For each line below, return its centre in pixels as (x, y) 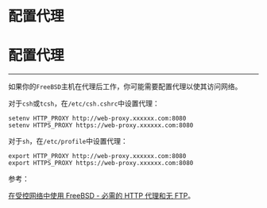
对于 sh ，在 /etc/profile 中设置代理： (68, 141)
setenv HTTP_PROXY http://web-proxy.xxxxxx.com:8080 (97, 119)
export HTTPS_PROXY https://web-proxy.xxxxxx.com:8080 (101, 164)
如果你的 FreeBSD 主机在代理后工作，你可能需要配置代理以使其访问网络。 (125, 87)
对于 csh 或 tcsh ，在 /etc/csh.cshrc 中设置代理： (84, 103)
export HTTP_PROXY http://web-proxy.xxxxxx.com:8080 (97, 156)
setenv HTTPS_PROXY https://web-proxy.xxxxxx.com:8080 (101, 125)
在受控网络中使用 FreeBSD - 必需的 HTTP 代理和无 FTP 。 (102, 196)
